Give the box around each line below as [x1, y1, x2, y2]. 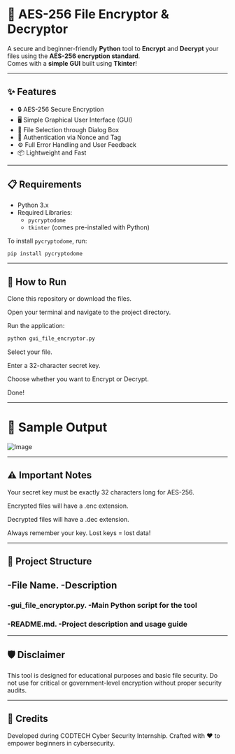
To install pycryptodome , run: [7, 236, 87, 245]
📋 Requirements [7, 178, 82, 191]
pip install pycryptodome [7, 250, 83, 257]
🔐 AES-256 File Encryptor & [7, 6, 169, 22]
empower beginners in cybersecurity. [7, 739, 115, 747]
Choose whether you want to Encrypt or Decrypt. [7, 375, 149, 383]
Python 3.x [17, 201, 49, 209]
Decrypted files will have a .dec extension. [7, 515, 129, 523]
